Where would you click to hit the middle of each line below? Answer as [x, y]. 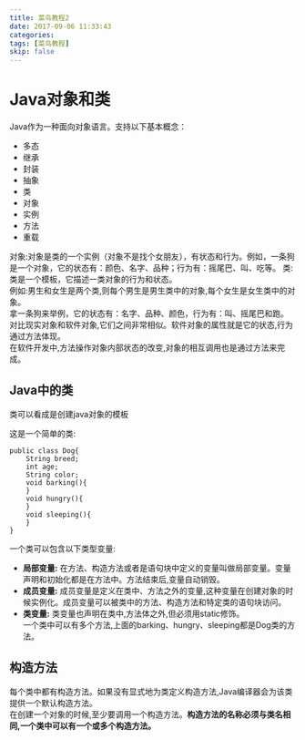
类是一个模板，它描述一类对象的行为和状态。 [93, 280]
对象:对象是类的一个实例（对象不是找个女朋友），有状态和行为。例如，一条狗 [152, 257]
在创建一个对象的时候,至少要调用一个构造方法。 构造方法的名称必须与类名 [147, 714]
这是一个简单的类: [43, 433]
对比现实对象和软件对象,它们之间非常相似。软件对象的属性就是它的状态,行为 [152, 325]
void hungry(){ [55, 498]
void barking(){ [57, 483]
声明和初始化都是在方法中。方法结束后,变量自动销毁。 [123, 579]
